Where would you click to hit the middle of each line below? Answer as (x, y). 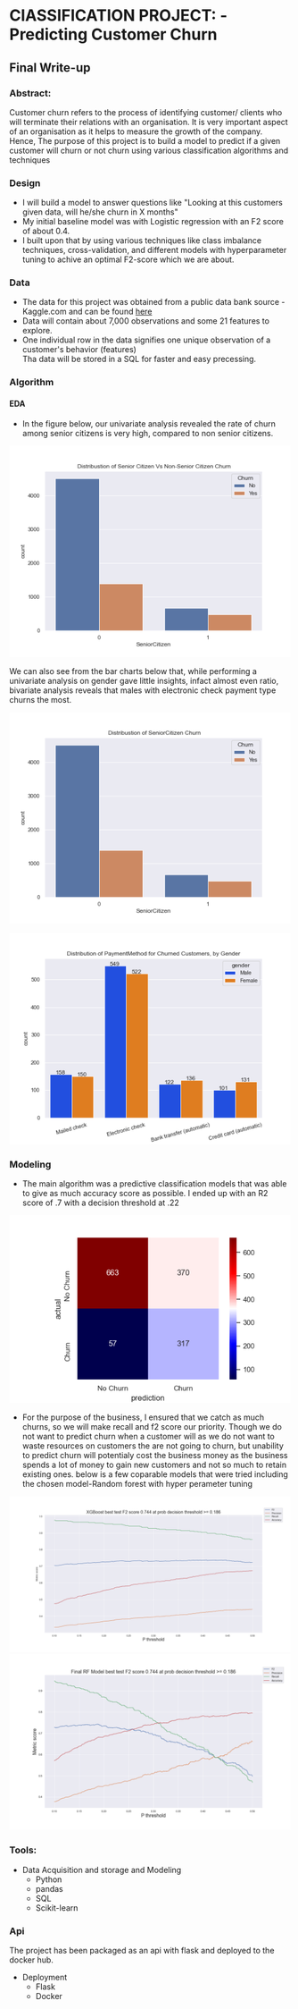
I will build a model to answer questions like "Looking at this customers (152, 203)
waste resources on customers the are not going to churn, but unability (153, 1446)
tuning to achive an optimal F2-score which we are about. (128, 259)
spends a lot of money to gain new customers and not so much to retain (154, 1465)
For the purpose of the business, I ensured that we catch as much (143, 1417)
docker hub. (31, 1960)
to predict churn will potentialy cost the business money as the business (155, 1455)
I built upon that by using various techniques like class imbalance (141, 241)
